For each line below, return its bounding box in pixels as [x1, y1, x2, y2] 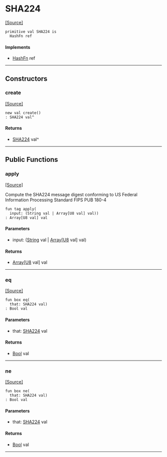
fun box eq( [5, 298, 30, 303]
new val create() [5, 110, 41, 115]
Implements [5, 44, 31, 50]
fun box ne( [5, 389, 30, 394]
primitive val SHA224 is [5, 29, 57, 34]
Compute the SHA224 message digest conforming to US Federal [5, 191, 138, 197]
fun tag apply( [5, 206, 37, 211]
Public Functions [5, 155, 58, 164]
